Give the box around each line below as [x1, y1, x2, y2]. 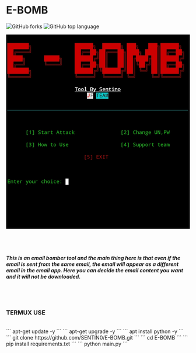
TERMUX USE [6, 308, 45, 316]
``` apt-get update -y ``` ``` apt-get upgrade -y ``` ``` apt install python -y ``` [6, 328, 184, 335]
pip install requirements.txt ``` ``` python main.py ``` [6, 340, 128, 348]
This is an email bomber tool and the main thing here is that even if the [6, 254, 181, 261]
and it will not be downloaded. [6, 273, 81, 280]
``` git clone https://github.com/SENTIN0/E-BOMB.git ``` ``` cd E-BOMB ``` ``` [6, 334, 188, 341]
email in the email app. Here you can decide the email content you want [6, 267, 184, 274]
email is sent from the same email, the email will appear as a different [6, 261, 179, 268]
